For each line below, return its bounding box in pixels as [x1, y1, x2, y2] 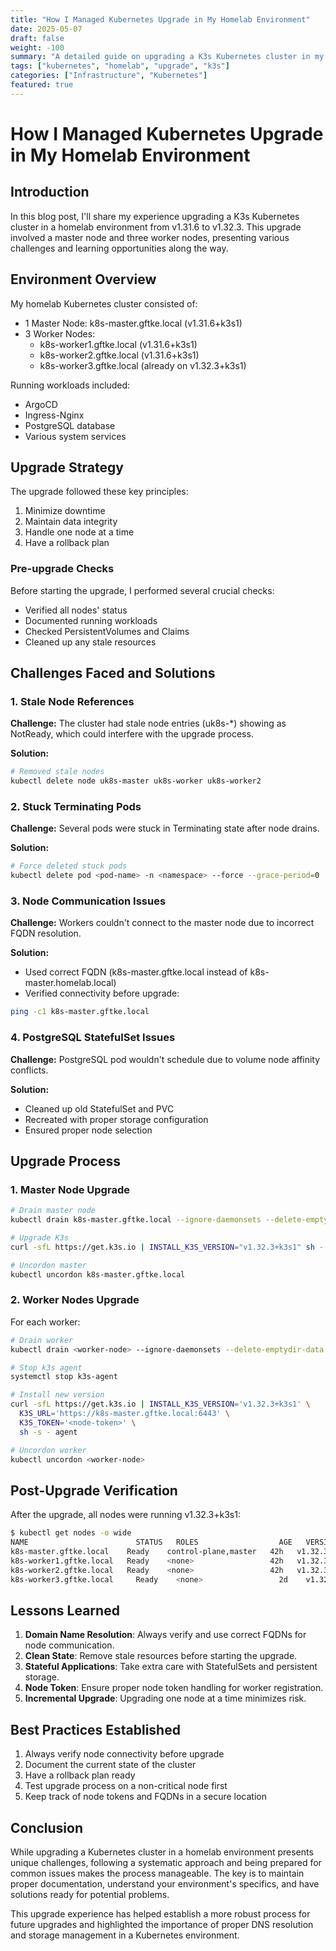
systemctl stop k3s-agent [10, 1372, 118, 1382]
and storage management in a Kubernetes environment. [10, 1929, 240, 1941]
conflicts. [10, 1064, 49, 1076]
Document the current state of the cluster [24, 1759, 197, 1771]
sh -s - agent [19, 1427, 78, 1437]
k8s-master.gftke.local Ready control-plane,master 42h [10, 1547, 284, 1557]
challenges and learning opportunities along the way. [10, 242, 229, 254]
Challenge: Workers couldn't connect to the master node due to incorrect [10, 917, 315, 929]
